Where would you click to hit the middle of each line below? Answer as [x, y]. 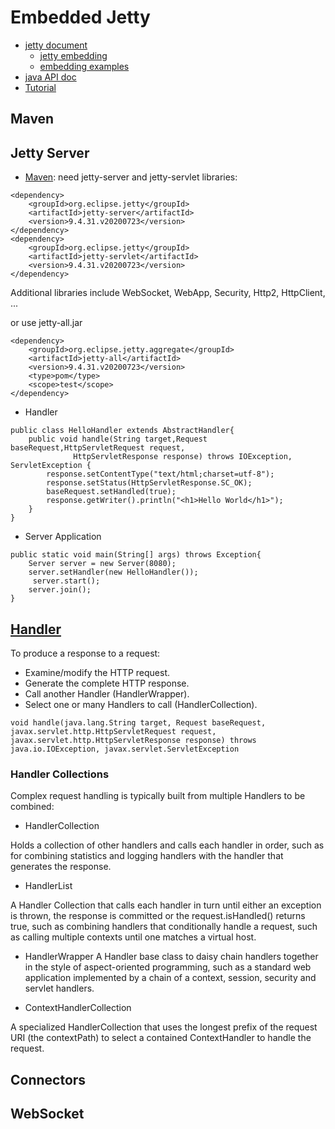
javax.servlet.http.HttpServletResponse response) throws [133, 740]
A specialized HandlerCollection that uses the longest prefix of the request [164, 1027]
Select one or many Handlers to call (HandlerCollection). [141, 704]
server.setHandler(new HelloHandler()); [113, 572]
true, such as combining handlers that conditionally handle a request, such [164, 927]
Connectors [48, 1079]
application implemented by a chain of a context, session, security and [170, 978]
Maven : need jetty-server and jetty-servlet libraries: [131, 177]
